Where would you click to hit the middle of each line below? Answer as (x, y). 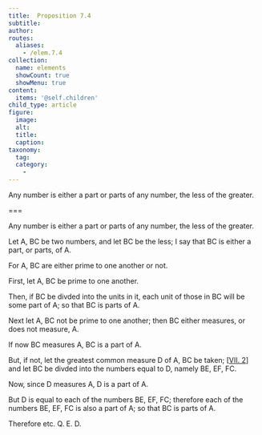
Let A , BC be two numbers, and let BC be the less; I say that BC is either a (130, 242)
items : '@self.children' (57, 98)
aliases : (30, 46)
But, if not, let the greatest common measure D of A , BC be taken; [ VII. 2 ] (129, 360)
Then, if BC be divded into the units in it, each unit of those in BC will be (127, 296)
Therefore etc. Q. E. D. (45, 424)
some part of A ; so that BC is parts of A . (74, 305)
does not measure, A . (44, 329)
